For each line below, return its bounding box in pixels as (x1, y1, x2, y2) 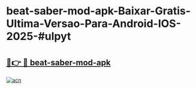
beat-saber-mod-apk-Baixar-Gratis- (6, 4, 191, 18)
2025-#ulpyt (6, 30, 71, 43)
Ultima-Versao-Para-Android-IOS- (6, 17, 182, 30)
